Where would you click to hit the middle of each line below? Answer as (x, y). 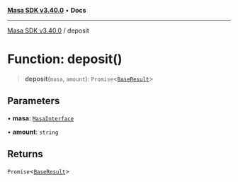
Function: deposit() (65, 59)
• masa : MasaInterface (41, 118)
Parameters (34, 101)
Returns (25, 154)
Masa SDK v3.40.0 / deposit (49, 30)
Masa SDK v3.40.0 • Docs (47, 10)
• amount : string (33, 132)
